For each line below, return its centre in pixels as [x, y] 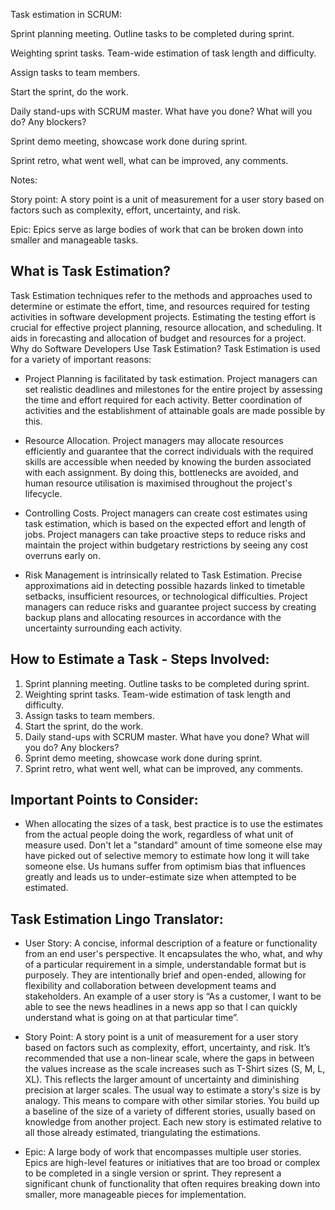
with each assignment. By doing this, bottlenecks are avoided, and [161, 472]
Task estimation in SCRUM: [66, 14]
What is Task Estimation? [91, 271]
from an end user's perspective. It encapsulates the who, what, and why [173, 954]
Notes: [24, 180]
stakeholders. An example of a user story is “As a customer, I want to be [173, 996]
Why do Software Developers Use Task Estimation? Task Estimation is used [165, 348]
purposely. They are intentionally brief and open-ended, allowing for [165, 975]
